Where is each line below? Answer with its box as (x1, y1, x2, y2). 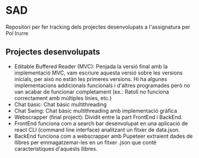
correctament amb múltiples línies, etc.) (14, 94, 112, 101)
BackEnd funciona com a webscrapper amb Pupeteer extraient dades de (14, 132, 193, 140)
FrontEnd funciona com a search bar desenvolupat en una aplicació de (14, 120, 188, 127)
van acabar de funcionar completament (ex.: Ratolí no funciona (14, 88, 169, 95)
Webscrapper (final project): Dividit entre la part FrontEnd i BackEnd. (14, 113, 183, 120)
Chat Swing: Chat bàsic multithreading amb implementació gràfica (14, 107, 178, 114)
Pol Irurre (5, 29, 29, 36)
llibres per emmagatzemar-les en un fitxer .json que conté (14, 138, 157, 146)
